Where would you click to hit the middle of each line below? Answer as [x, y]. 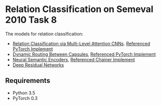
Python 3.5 [24, 93]
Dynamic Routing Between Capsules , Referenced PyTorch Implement [84, 54]
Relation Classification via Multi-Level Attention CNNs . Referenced [81, 43]
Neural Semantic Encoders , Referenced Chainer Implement [74, 59]
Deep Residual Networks [38, 65]
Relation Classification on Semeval [79, 9]
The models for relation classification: [44, 34]
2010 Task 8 [31, 20]
